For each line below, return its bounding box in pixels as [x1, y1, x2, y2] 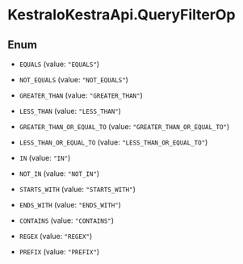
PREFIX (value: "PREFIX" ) [19, 247, 100, 256]
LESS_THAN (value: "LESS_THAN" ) [19, 107, 122, 115]
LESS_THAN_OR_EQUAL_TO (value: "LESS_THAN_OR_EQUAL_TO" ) [19, 137, 208, 147]
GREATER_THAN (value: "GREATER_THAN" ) [19, 90, 143, 100]
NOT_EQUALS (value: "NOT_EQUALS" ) [19, 75, 128, 84]
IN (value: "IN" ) [19, 153, 71, 162]
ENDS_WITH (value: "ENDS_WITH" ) [19, 200, 122, 209]
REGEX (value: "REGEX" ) [19, 232, 93, 241]
